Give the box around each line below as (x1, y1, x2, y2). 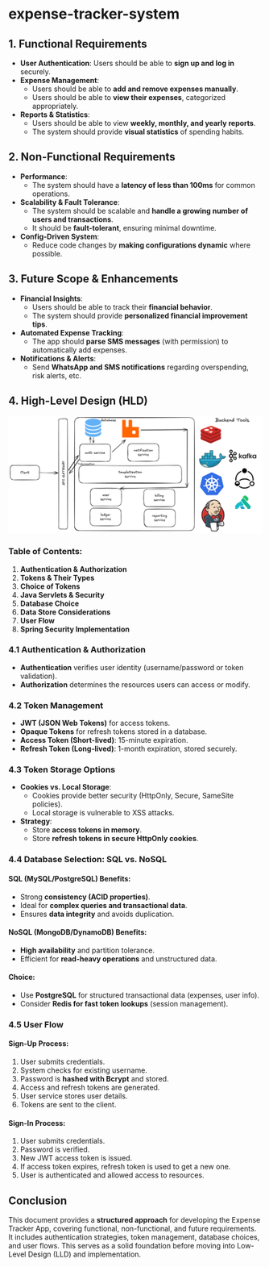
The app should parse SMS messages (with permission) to (31, 336, 229, 346)
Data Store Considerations (19, 606, 111, 617)
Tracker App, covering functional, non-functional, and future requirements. (8, 1223, 257, 1234)
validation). (19, 671, 58, 681)
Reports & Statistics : (19, 110, 90, 119)
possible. (31, 248, 63, 258)
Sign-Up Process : (8, 1039, 69, 1048)
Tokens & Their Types (19, 573, 95, 582)
